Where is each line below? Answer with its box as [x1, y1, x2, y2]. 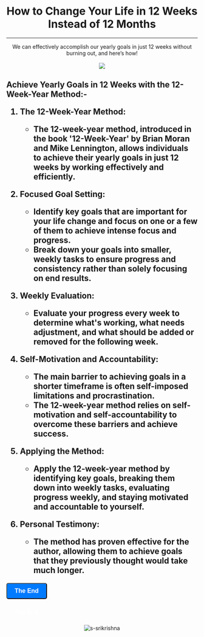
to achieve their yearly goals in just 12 [33, 153, 179, 163]
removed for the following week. [33, 336, 159, 347]
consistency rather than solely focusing [33, 263, 188, 274]
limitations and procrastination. [33, 391, 155, 401]
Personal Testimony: [19, 519, 100, 530]
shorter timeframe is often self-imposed [33, 381, 189, 392]
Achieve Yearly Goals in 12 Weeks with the [6, 80, 170, 90]
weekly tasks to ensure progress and [33, 254, 176, 265]
